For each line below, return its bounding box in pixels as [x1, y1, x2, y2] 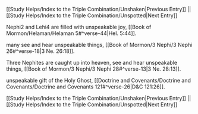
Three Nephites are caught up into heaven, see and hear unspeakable [6, 59, 177, 66]
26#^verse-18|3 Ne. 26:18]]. [6, 47, 75, 55]
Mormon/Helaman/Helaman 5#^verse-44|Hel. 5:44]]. [6, 30, 137, 37]
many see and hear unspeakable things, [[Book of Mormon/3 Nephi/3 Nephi [6, 42, 193, 48]
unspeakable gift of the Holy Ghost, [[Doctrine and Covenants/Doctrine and [6, 77, 191, 84]
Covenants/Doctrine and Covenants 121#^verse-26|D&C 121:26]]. [6, 83, 165, 90]
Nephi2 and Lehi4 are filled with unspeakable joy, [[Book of [6, 24, 152, 30]
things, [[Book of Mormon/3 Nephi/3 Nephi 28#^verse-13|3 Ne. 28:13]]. [6, 65, 181, 72]
